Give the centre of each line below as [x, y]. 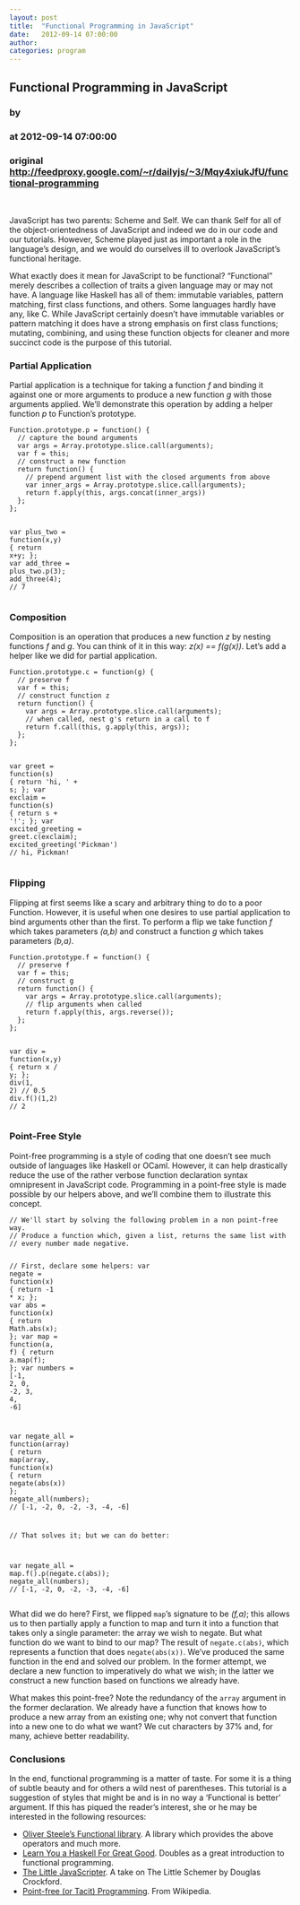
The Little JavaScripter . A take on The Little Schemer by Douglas [141, 1872]
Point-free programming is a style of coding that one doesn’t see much [140, 1156]
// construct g [46, 981]
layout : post [34, 17]
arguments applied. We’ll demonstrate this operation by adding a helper [141, 403]
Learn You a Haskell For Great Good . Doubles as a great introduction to [153, 1853]
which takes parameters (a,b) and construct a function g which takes [137, 931]
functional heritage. [46, 258]
